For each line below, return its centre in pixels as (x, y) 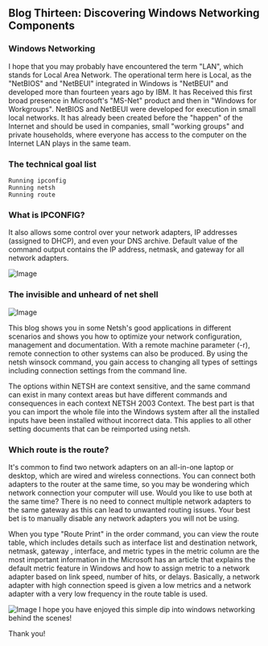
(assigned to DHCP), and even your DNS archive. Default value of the (123, 241)
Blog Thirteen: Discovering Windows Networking (134, 13)
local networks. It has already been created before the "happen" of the (126, 117)
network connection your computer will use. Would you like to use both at (130, 492)
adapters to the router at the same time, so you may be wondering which (129, 484)
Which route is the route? (59, 450)
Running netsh (32, 187)
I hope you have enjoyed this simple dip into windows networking (147, 609)
